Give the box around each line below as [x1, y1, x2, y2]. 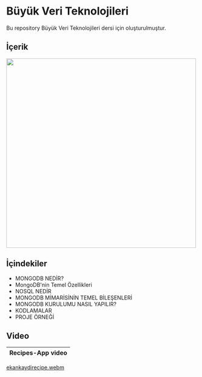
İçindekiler [6, 259, 47, 269]
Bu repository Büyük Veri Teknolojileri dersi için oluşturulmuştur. [6, 24, 166, 32]
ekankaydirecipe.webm [6, 364, 65, 371]
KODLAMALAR [15, 307, 53, 314]
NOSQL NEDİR [15, 287, 52, 295]
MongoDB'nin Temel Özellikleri [15, 281, 92, 289]
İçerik [6, 42, 29, 52]
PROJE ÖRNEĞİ [15, 313, 55, 321]
